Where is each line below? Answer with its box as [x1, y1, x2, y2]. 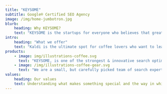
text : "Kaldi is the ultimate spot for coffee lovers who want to [14, 44, 155, 49]
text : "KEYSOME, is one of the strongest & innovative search [18, 58, 150, 63]
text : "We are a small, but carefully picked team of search [18, 68, 148, 73]
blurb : [5, 21, 19, 26]
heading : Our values [14, 77, 57, 82]
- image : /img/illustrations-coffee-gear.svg [14, 63, 110, 68]
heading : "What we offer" [14, 40, 68, 45]
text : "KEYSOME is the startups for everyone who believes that [14, 30, 150, 35]
